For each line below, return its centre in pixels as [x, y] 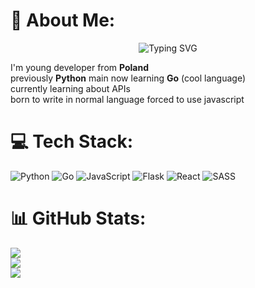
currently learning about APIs [70, 88]
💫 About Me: [63, 20]
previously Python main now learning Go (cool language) [128, 78]
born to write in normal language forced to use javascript [127, 99]
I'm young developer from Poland [79, 67]
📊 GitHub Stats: [78, 218]
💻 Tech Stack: [72, 141]
